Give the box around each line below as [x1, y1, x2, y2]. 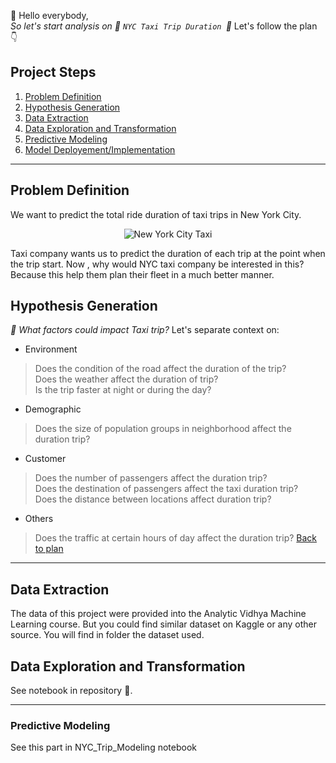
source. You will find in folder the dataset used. [10, 629, 205, 641]
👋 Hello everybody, [10, 10, 89, 21]
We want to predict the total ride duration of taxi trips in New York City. [10, 208, 302, 220]
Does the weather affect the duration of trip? [34, 373, 219, 385]
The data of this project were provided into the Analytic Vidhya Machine [10, 608, 307, 620]
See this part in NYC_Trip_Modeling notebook [10, 741, 197, 754]
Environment [24, 343, 78, 355]
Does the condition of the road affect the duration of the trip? [34, 363, 287, 375]
